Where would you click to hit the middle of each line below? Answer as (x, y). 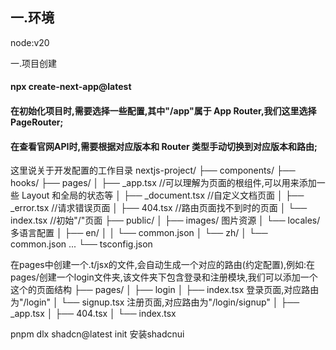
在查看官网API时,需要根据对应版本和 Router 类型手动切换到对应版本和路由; (164, 146)
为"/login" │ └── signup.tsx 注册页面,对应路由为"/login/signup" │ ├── (155, 302)
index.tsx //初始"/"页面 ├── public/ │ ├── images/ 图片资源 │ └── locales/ (165, 220)
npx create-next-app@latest (71, 87)
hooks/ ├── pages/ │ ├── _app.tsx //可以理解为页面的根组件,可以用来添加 (163, 183)
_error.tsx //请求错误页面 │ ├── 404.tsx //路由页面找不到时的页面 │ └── (159, 208)
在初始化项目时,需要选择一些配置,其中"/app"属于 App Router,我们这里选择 (163, 111)
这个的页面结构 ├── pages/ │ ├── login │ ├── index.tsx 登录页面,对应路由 (165, 290)
